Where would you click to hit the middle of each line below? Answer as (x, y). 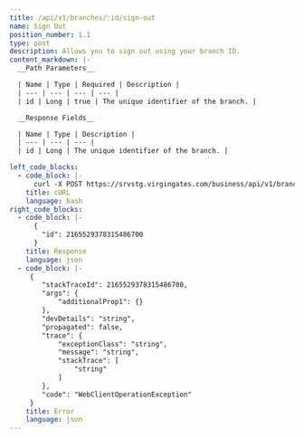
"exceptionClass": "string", (113, 344)
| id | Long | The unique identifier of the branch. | (123, 151)
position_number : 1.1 (50, 34)
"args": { (60, 294)
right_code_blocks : (46, 209)
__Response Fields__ (56, 118)
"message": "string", (99, 352)
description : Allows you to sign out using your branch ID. (125, 52)
